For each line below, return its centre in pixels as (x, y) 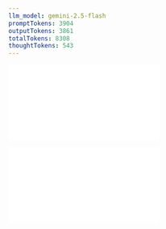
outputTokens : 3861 (41, 31)
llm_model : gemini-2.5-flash (57, 16)
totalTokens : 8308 (39, 38)
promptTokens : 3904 (41, 23)
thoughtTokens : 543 (41, 46)
